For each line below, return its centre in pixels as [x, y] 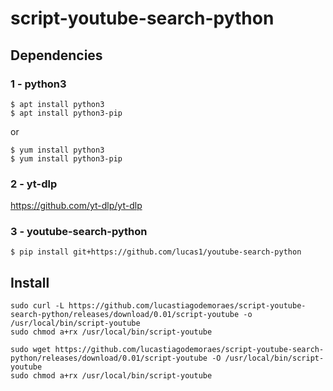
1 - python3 [38, 84]
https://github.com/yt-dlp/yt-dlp [76, 206]
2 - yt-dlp [34, 184]
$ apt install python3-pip [66, 113]
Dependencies [56, 55]
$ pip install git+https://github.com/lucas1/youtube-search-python [156, 252]
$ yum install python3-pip [66, 158]
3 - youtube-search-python [79, 232]
